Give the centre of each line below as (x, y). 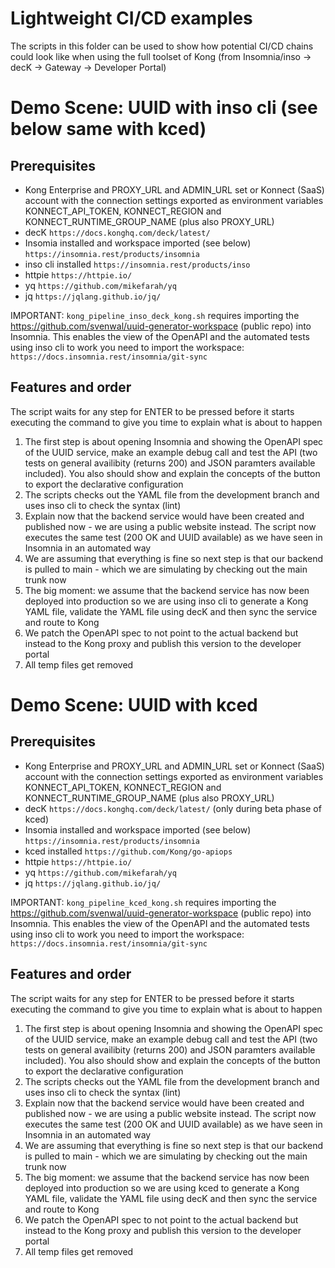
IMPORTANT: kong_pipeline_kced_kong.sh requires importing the (143, 902)
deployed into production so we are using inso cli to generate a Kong (166, 601)
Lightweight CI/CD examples (131, 18)
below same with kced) (108, 129)
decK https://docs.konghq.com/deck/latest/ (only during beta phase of (173, 808)
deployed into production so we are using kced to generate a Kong (162, 1188)
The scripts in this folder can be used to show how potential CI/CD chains (162, 46)
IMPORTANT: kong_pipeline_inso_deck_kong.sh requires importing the (155, 315)
